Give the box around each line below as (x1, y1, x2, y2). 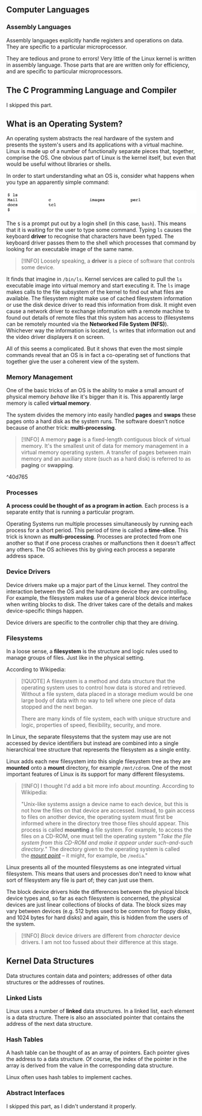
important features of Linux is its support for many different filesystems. (6, 770, 185, 778)
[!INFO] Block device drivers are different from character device (21, 932, 180, 939)
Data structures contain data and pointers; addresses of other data (6, 972, 172, 979)
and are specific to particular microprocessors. (6, 67, 123, 75)
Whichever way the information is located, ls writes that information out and (6, 327, 196, 334)
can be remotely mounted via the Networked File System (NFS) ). (6, 320, 169, 327)
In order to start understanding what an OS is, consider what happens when (6, 172, 195, 180)
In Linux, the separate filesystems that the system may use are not (6, 733, 171, 741)
